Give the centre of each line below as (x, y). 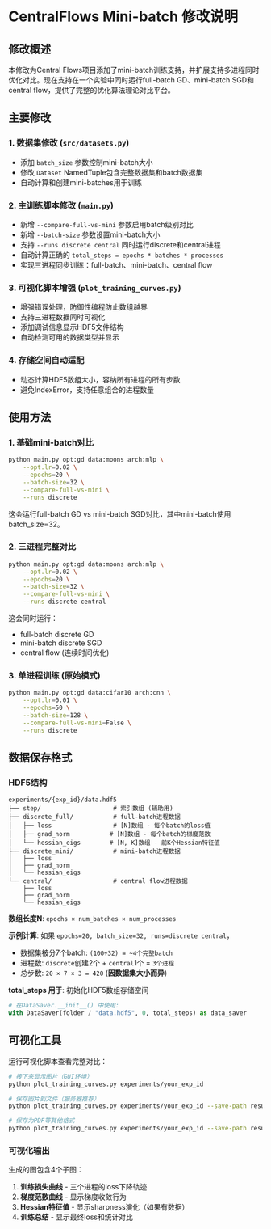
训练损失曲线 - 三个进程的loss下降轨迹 (83, 1187)
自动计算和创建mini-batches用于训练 (81, 182)
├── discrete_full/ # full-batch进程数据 (95, 817)
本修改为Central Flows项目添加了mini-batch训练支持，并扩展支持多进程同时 (134, 70)
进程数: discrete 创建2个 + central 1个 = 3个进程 (97, 963)
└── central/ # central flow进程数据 (98, 881)
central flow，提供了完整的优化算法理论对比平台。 (92, 90)
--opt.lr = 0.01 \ (50, 700)
